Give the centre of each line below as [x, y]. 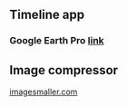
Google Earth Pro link [57, 41]
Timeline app [47, 15]
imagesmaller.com [44, 92]
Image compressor [64, 70]
